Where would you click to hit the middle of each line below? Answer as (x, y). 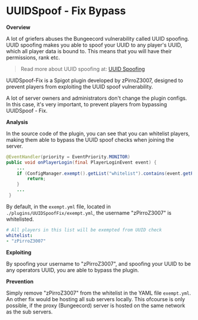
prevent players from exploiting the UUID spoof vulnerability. (80, 86)
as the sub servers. (29, 312)
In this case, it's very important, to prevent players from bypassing (87, 104)
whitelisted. (20, 219)
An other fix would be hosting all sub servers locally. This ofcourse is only (96, 299)
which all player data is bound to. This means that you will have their (89, 51)
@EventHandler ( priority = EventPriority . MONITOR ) (68, 157)
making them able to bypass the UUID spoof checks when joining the (90, 139)
